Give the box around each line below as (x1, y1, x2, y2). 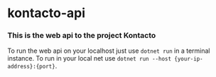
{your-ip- (173, 56, 204, 63)
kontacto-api (7, 5, 86, 21)
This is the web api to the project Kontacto (7, 31, 156, 41)
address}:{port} (7, 63, 55, 71)
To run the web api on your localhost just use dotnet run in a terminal (7, 46, 211, 55)
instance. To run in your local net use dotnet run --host (7, 54, 172, 63)
